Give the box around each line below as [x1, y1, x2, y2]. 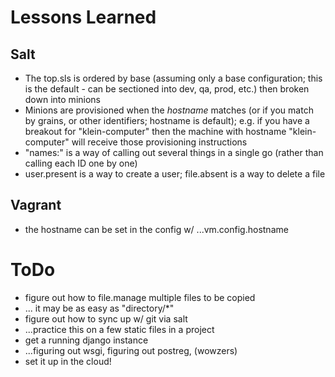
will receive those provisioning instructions [71, 136, 248, 148]
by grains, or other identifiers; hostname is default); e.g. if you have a [24, 115, 310, 126]
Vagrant [10, 197, 62, 214]
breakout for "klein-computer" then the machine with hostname [24, 126, 287, 137]
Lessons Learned [10, 6, 157, 29]
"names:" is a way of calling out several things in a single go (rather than [24, 147, 324, 158]
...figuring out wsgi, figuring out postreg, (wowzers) [24, 344, 238, 356]
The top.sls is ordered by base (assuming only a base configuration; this [24, 72, 323, 84]
